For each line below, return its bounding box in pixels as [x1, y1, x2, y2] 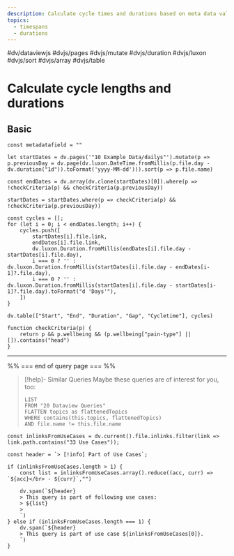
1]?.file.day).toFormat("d [7, 288, 86, 295]
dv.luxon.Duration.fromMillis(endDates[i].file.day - [32, 246, 192, 253]
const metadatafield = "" [7, 142, 82, 149]
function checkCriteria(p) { [7, 325, 92, 332]
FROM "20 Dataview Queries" [24, 403, 106, 410]
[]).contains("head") [7, 337, 70, 344]
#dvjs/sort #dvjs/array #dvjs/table [7, 57, 106, 65]
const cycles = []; [7, 215, 64, 222]
